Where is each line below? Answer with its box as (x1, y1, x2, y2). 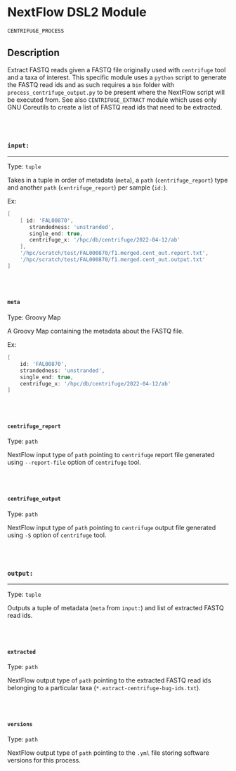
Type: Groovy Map (7, 313, 61, 322)
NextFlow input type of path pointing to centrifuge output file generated (7, 523, 216, 532)
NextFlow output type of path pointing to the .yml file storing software (7, 749, 209, 757)
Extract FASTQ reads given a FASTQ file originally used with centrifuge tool (7, 65, 226, 74)
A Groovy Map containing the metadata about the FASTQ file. (7, 327, 184, 335)
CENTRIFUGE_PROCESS (7, 27, 65, 34)
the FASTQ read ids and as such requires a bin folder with (7, 80, 174, 88)
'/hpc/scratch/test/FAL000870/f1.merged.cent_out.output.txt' (20, 256, 206, 263)
